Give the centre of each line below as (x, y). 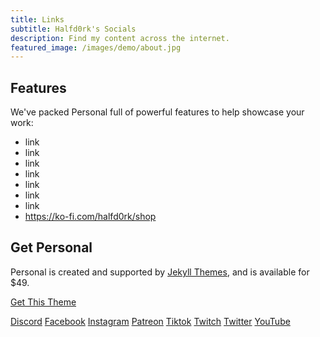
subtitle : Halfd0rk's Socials (73, 29)
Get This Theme (43, 302)
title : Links (37, 19)
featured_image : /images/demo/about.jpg (96, 47)
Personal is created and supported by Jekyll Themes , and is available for (160, 272)
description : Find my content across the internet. (120, 38)
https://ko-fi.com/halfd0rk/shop (90, 217)
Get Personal (51, 247)
